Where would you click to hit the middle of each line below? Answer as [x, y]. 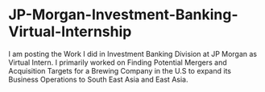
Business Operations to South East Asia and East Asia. [98, 79]
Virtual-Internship [70, 32]
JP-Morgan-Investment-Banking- [123, 15]
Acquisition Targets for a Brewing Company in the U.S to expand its [120, 70]
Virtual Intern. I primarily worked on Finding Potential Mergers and [118, 62]
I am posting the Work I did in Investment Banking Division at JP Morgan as [133, 54]
